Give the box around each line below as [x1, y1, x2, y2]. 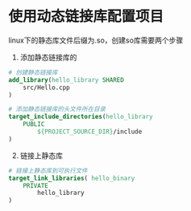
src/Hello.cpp [23, 83, 70, 91]
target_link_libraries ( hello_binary [8, 174, 135, 182]
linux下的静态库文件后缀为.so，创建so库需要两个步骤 [8, 35, 184, 45]
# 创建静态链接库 [8, 68, 58, 76]
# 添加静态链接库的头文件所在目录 [8, 105, 106, 113]
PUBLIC [23, 120, 45, 128]
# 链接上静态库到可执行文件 [8, 166, 89, 175]
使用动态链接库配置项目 [8, 7, 164, 26]
